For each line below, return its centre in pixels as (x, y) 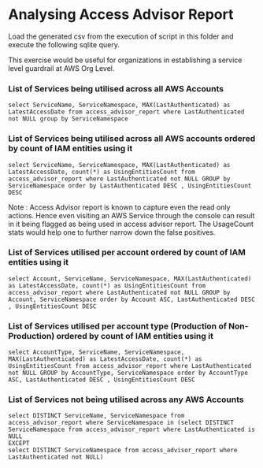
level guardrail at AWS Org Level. (61, 68)
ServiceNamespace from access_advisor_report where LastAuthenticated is (132, 430)
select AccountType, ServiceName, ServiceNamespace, (96, 352)
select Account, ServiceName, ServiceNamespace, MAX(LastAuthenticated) (130, 279)
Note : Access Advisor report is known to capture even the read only (119, 207)
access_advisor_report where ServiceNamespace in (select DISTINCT (121, 423)
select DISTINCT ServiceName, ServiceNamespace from (96, 416)
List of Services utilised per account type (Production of (117, 326)
